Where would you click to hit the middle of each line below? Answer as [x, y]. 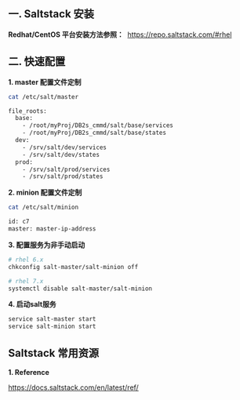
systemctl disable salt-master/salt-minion [80, 289]
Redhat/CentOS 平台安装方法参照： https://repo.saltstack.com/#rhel [120, 35]
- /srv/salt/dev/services [65, 147]
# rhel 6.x [26, 260]
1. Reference [29, 372]
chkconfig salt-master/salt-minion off [73, 267]
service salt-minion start [52, 327]
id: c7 [19, 222]
